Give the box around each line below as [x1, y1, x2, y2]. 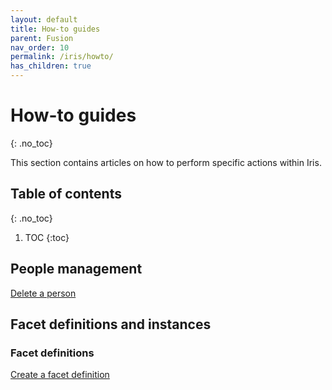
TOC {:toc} [24, 231, 70, 243]
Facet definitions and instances [10, 316, 212, 333]
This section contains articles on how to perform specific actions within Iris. [10, 156, 322, 168]
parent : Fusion [10, 33, 74, 43]
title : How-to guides [10, 24, 101, 34]
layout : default [10, 14, 78, 25]
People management [10, 261, 143, 278]
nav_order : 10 [10, 42, 70, 53]
